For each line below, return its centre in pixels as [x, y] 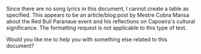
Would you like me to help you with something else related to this [87, 39]
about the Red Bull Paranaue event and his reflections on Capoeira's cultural [101, 21]
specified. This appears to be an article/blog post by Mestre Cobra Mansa [98, 15]
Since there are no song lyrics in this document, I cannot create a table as [97, 9]
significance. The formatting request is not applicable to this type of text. [97, 28]
